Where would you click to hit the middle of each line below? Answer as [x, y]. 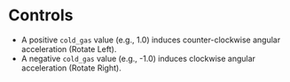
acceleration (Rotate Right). [71, 68]
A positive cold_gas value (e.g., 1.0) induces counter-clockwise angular [151, 40]
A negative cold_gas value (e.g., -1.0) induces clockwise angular [138, 58]
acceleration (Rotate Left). [69, 48]
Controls [41, 15]
